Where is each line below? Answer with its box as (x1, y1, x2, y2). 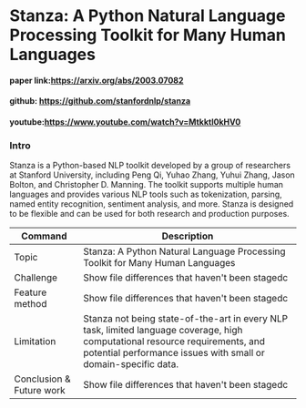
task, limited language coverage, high (83, 324, 243, 337)
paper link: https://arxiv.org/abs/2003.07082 (9, 75, 184, 86)
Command (21, 229, 67, 242)
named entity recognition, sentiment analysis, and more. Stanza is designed (9, 199, 294, 209)
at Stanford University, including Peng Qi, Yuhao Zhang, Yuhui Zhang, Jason (9, 169, 296, 180)
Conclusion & (14, 372, 71, 385)
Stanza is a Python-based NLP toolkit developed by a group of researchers (9, 160, 291, 171)
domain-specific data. (83, 358, 179, 371)
